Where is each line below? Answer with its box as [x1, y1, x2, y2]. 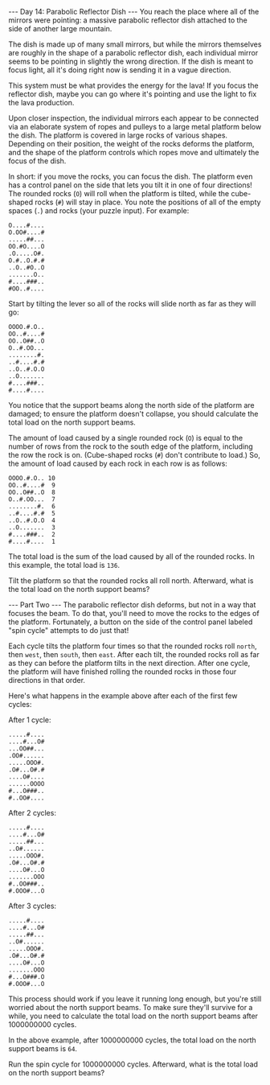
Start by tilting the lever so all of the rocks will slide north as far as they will [8, 299, 256, 308]
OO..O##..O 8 [8, 488, 56, 496]
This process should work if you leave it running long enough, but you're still [8, 994, 262, 1004]
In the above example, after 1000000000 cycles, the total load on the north [8, 1035, 257, 1045]
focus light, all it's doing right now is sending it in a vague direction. [8, 65, 231, 75]
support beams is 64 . [8, 1044, 78, 1053]
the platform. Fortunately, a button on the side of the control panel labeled [8, 617, 253, 627]
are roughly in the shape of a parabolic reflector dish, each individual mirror [8, 48, 259, 57]
